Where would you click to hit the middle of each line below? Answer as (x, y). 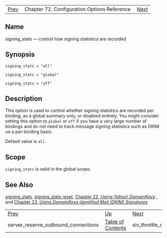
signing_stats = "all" (29, 66)
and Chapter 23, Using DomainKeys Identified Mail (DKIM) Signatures (77, 202)
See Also (19, 184)
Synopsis (20, 55)
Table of (115, 222)
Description (24, 99)
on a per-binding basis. (29, 132)
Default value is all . (26, 141)
